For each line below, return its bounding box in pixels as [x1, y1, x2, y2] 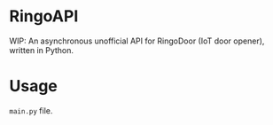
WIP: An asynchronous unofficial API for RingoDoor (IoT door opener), [9, 35, 265, 46]
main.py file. [9, 105, 53, 116]
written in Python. [9, 44, 74, 55]
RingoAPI [9, 6, 79, 27]
